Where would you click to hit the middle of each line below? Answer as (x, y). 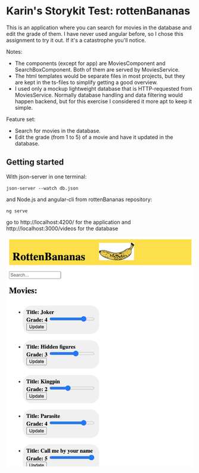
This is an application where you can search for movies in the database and (99, 27)
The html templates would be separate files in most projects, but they (100, 76)
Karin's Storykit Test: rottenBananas (98, 11)
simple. (24, 107)
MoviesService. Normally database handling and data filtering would (99, 95)
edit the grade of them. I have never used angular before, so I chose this (95, 33)
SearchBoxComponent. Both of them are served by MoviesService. (97, 69)
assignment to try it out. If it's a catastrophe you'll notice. (76, 40)
